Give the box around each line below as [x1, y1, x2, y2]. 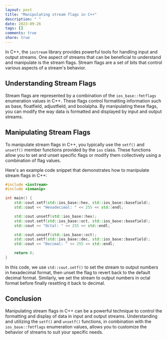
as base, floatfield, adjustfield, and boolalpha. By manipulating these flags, [5, 103, 158, 109]
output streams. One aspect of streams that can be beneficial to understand [5, 54, 161, 60]
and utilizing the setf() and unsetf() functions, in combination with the [5, 318, 152, 325]
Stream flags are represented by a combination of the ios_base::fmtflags [5, 92, 157, 98]
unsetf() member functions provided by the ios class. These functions [5, 147, 151, 153]
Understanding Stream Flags [5, 79, 96, 88]
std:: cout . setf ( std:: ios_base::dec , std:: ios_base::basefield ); [14, 237, 151, 242]
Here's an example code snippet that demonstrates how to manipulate [5, 167, 150, 173]
